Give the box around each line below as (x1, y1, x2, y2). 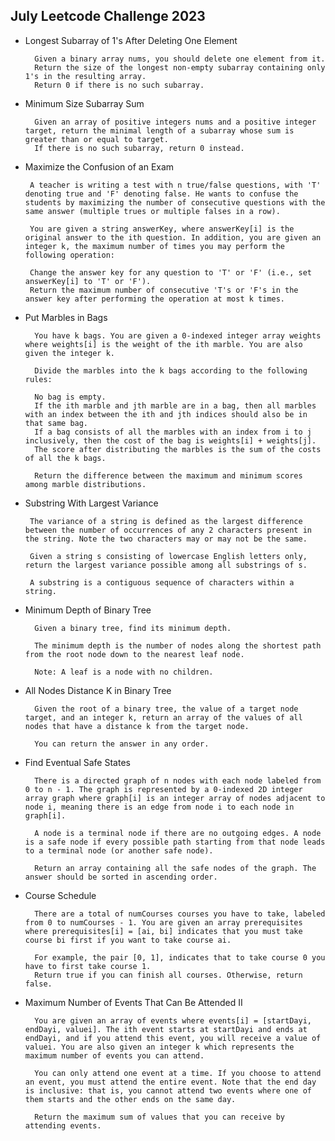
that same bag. (24, 418, 89, 428)
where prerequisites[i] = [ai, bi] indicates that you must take (24, 926, 303, 936)
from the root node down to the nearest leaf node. (24, 649, 245, 659)
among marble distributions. (24, 479, 147, 489)
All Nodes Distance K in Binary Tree (24, 684, 172, 696)
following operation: (24, 250, 115, 260)
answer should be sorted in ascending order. (24, 872, 218, 882)
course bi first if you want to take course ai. (24, 935, 232, 945)
